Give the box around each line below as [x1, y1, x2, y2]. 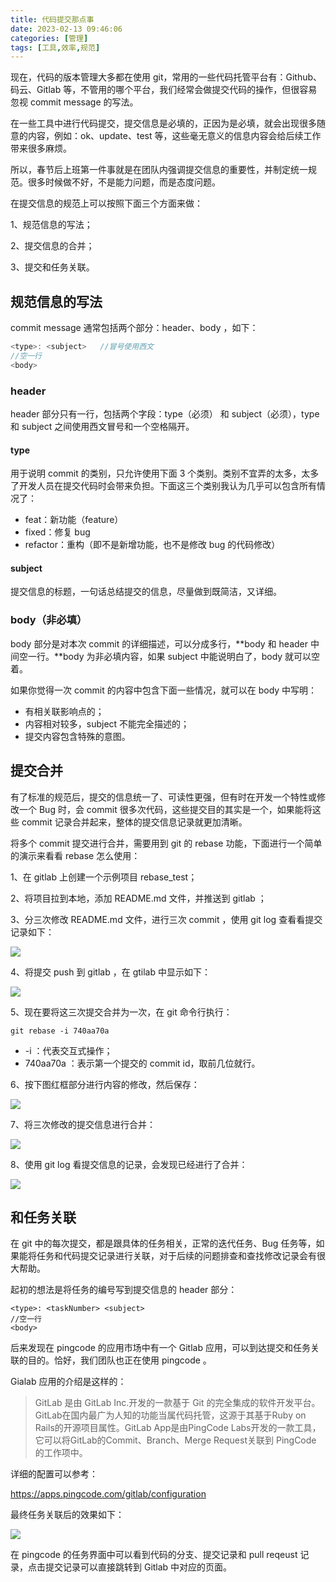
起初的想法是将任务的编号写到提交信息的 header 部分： [10, 1284, 238, 1296]
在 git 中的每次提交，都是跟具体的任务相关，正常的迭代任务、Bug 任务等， [10, 1237, 317, 1250]
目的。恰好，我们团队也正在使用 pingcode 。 [27, 1354, 212, 1366]
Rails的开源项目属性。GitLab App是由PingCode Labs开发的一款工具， [34, 1422, 322, 1434]
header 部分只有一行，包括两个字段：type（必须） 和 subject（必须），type [10, 407, 320, 420]
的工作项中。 [34, 1447, 88, 1459]
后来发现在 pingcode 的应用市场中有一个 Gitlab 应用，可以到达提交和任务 [10, 1342, 311, 1354]
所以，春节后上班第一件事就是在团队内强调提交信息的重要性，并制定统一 [10, 164, 308, 176]
